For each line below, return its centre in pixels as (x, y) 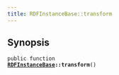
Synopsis (28, 43)
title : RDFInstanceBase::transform (60, 14)
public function (31, 59)
